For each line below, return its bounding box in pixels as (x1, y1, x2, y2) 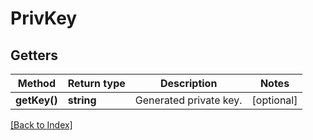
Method (17, 77, 56, 90)
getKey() (15, 93, 58, 107)
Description (159, 77, 218, 90)
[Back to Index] (10, 119, 73, 131)
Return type (67, 77, 126, 90)
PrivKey (10, 7, 78, 30)
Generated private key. (134, 93, 243, 107)
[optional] (251, 93, 298, 107)
